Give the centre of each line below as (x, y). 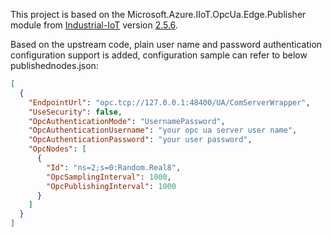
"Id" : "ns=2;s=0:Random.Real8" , (114, 167)
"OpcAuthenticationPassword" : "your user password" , (140, 140)
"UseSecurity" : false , (75, 112)
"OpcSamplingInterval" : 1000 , (109, 177)
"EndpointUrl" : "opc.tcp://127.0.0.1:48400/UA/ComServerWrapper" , (169, 102)
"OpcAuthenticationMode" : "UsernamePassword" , (127, 121)
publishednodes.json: (54, 65)
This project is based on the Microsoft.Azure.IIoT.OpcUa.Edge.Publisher (158, 14)
